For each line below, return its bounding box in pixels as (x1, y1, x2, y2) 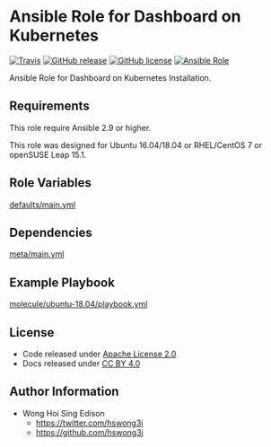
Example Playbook (9, 275, 115, 290)
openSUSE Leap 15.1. (9, 149, 87, 160)
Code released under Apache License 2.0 (22, 348, 177, 359)
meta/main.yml (9, 249, 65, 259)
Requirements (9, 99, 90, 114)
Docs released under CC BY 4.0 (22, 358, 141, 369)
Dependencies (9, 224, 92, 240)
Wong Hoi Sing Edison (22, 408, 105, 418)
